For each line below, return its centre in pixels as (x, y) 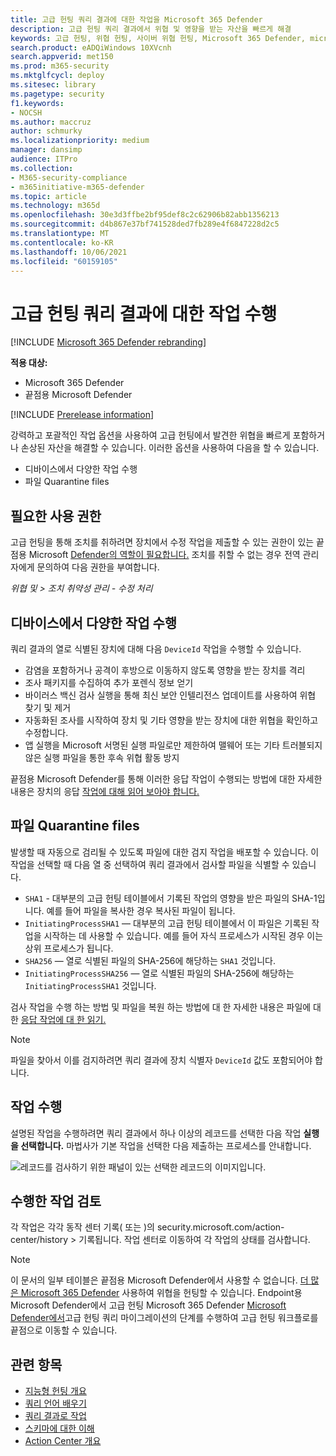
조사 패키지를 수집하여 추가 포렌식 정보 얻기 (109, 682)
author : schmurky (46, 131)
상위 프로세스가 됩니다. (69, 948)
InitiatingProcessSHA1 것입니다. (90, 985)
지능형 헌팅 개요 (55, 1391)
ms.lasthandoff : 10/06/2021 (69, 252)
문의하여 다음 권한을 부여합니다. (98, 567)
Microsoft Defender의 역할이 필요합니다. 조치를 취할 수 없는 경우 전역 (164, 555)
